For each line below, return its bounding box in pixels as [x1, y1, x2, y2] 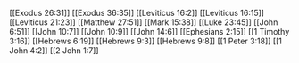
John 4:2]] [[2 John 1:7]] [9, 45, 100, 56]
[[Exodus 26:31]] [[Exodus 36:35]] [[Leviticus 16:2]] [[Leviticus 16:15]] [9, 8, 265, 18]
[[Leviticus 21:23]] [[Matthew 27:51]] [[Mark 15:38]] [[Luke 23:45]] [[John [9, 17, 278, 28]
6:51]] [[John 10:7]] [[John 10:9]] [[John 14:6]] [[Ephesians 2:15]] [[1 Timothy [9, 27, 290, 36]
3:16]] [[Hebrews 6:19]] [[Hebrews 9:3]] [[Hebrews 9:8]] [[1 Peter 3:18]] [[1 [9, 35, 283, 46]
